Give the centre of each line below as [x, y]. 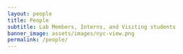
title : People [28, 20]
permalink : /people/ [38, 40]
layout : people [30, 14]
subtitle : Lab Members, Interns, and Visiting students [91, 27]
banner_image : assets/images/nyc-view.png [71, 33]
